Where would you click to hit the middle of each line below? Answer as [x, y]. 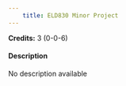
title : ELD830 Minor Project [71, 15]
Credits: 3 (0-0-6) [38, 38]
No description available [48, 73]
